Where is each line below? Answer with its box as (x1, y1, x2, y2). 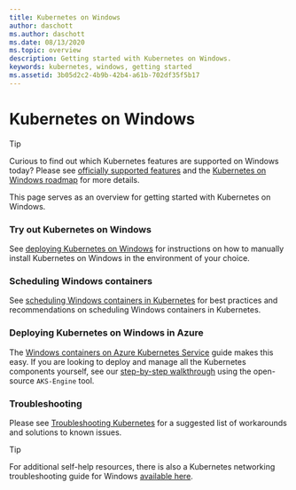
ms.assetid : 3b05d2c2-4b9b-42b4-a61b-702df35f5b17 (9, 71, 200, 80)
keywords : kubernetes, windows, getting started (9, 63, 192, 72)
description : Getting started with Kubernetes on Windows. (9, 54, 232, 63)
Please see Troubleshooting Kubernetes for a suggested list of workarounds (9, 417, 288, 428)
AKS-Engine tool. (36, 375, 95, 386)
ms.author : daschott (9, 29, 86, 38)
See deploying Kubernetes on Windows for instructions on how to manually (9, 243, 284, 254)
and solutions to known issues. (9, 427, 122, 438)
